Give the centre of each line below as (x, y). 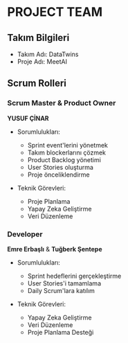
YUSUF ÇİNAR (28, 118)
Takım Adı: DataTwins (48, 54)
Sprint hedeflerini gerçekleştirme (74, 276)
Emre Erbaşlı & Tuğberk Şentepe (55, 249)
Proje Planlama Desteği (61, 332)
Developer (25, 234)
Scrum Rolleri (37, 83)
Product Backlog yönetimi (64, 159)
